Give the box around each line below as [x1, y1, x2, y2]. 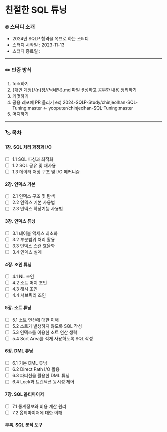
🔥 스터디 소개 [5, 23, 35, 30]
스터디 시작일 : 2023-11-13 [12, 42, 65, 48]
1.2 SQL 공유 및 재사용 [12, 162, 56, 168]
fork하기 [12, 80, 29, 86]
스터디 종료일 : [12, 48, 41, 54]
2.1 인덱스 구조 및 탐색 [12, 193, 55, 199]
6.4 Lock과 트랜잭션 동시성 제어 [12, 379, 75, 385]
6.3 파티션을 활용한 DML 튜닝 [12, 373, 70, 379]
